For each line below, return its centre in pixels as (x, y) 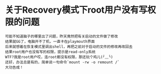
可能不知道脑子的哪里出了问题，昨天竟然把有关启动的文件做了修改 (62, 36)
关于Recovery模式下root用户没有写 (76, 10)
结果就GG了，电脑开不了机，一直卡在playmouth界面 (50, 41)
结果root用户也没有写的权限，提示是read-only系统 (50, 52)
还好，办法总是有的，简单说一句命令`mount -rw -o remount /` (62, 62)
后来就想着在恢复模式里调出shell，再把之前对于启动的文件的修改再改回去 (69, 47)
